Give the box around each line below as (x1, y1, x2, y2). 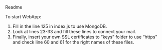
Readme (5, 4, 23, 10)
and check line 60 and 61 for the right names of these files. (12, 39, 134, 45)
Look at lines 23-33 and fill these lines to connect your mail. (12, 29, 136, 34)
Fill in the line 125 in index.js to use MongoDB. (12, 23, 107, 29)
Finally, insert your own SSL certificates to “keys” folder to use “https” (12, 34, 157, 40)
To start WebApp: (5, 14, 42, 19)
